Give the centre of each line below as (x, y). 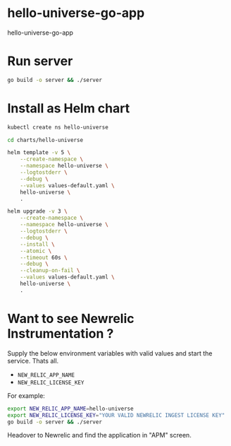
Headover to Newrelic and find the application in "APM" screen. (99, 435)
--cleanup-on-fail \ (50, 271)
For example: (26, 395)
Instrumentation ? (61, 334)
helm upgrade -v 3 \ (38, 211)
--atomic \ (36, 251)
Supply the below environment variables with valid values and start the (110, 353)
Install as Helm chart (69, 108)
